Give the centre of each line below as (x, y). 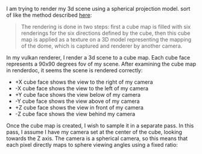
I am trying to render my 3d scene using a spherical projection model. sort (98, 9)
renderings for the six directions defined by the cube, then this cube (106, 33)
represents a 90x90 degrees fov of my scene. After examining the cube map (101, 64)
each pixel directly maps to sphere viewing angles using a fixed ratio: (92, 145)
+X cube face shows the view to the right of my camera (84, 82)
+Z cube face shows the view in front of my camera (79, 107)
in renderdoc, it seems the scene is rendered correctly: (74, 70)
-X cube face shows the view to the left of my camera (82, 88)
